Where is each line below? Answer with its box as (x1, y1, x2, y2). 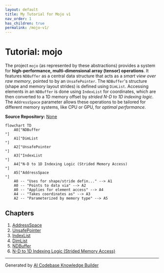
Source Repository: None (5, 114, 58, 120)
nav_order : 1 (5, 16, 32, 21)
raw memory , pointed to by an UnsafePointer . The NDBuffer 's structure (5, 78, 147, 84)
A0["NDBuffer (14, 128, 41, 133)
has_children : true (5, 21, 45, 26)
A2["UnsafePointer (14, 145, 51, 150)
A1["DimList (14, 136, 38, 141)
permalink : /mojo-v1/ (5, 25, 49, 30)
